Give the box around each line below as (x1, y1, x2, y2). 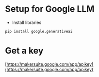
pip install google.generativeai (5, 29, 73, 34)
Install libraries (12, 19, 42, 25)
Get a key (5, 45, 44, 57)
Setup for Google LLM (5, 3, 95, 15)
